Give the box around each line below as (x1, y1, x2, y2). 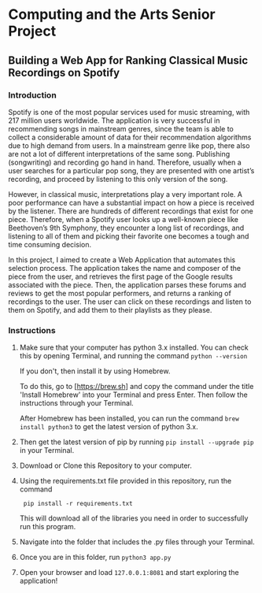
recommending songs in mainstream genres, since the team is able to (8, 124, 234, 133)
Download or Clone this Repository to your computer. (19, 461, 193, 470)
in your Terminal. (19, 446, 75, 455)
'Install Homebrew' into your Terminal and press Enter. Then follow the (19, 390, 248, 399)
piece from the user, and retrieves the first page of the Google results (8, 272, 234, 281)
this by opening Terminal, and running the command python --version (19, 351, 248, 361)
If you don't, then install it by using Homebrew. (19, 366, 171, 376)
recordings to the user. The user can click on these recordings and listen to (8, 297, 252, 306)
